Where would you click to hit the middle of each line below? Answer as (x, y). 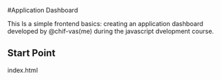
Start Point (32, 53)
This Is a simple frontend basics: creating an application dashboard (106, 24)
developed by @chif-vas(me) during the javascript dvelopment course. (111, 31)
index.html (23, 70)
